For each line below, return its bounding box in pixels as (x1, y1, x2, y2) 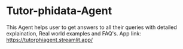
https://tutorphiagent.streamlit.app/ (6, 36, 93, 43)
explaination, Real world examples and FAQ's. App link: (6, 30, 142, 37)
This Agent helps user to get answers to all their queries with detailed (6, 24, 178, 31)
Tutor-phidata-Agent (6, 4, 112, 18)
